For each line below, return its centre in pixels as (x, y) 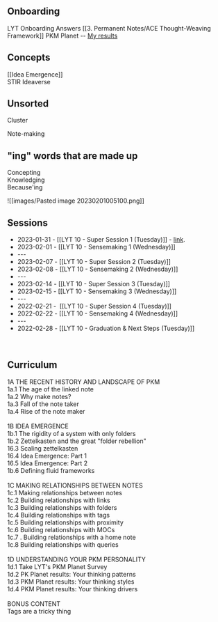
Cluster (18, 120)
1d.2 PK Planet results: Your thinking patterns (72, 574)
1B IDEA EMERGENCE (38, 426)
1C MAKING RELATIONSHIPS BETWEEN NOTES (75, 485)
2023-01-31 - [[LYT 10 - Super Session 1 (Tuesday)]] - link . (101, 240)
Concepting (24, 173)
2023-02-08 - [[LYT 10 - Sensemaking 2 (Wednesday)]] (98, 269)
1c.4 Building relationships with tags (58, 515)
